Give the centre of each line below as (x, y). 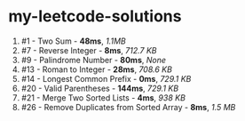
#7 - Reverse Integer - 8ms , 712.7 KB (89, 50)
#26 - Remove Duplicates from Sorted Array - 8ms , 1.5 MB (128, 107)
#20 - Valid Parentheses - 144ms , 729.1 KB (100, 88)
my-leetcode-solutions (95, 16)
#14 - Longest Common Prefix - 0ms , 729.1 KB (106, 78)
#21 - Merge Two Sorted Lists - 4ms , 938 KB (103, 97)
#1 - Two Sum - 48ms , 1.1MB (73, 41)
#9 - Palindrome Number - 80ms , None (93, 60)
